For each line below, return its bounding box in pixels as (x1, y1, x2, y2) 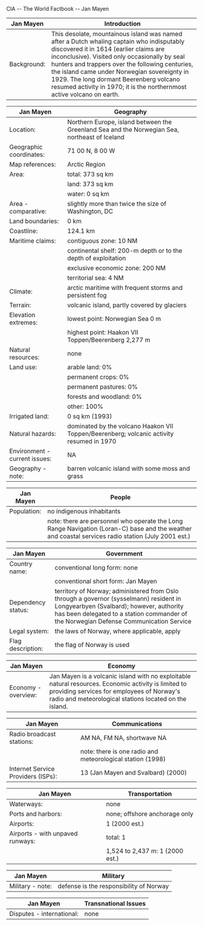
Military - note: (9, 882, 53, 890)
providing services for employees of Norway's (49, 687, 181, 695)
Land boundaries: (9, 217, 59, 225)
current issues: (9, 455, 52, 462)
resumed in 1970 (67, 437, 117, 445)
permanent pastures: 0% (67, 383, 138, 391)
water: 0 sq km (67, 190, 110, 198)
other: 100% (67, 402, 104, 410)
